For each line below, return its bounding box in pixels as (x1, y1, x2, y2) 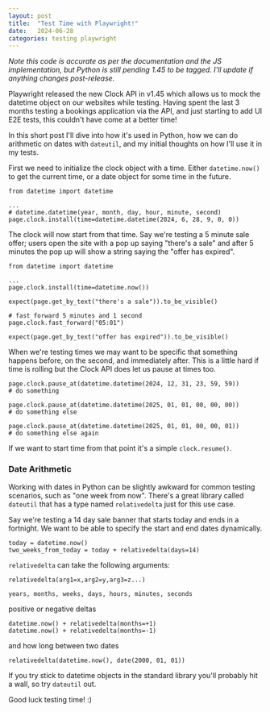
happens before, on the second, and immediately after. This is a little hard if (8, 356, 260, 365)
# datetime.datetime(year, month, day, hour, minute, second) (8, 209, 222, 217)
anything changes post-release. (8, 73, 115, 83)
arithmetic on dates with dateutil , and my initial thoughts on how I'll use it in (8, 139, 263, 149)
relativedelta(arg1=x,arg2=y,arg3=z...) (8, 576, 147, 584)
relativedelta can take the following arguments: (8, 560, 171, 569)
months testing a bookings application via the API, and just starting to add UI (8, 106, 263, 116)
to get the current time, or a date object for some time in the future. (8, 172, 231, 181)
